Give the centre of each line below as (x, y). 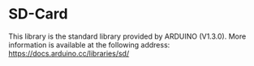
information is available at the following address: (89, 44)
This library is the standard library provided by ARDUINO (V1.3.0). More (127, 36)
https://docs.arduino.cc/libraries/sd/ (69, 53)
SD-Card (38, 14)
